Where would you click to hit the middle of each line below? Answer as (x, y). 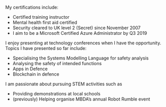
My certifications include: (32, 7)
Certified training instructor (41, 17)
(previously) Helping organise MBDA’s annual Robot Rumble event (81, 99)
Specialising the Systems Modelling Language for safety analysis (80, 58)
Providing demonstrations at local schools (56, 94)
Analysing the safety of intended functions (57, 63)
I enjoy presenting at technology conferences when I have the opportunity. (83, 43)
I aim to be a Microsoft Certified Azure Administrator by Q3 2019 (80, 33)
